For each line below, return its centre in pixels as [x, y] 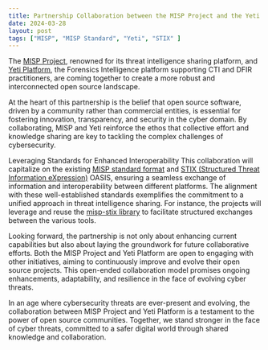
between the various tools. [52, 220]
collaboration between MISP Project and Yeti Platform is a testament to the [132, 311]
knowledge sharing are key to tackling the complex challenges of [116, 137]
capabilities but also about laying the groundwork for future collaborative [129, 245]
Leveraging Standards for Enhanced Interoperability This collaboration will [131, 161]
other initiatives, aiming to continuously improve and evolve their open [124, 261]
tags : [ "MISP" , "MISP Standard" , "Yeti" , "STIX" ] [95, 38]
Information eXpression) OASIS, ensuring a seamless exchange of [117, 178]
